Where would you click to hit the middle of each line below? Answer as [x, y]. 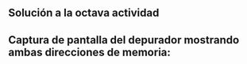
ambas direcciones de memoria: [89, 52]
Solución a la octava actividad [84, 13]
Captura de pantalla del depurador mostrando [124, 40]
